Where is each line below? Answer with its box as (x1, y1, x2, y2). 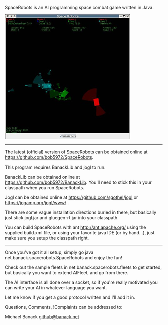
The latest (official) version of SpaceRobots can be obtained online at (5, 149, 148, 155)
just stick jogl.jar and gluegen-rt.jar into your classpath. (5, 215, 119, 220)
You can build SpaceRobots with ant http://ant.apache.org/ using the (5, 224, 146, 230)
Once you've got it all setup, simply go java (5, 249, 94, 255)
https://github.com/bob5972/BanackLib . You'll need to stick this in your (5, 179, 152, 185)
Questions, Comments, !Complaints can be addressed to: (5, 304, 123, 310)
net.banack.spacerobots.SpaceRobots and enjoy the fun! (5, 255, 122, 260)
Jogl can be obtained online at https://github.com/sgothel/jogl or (5, 194, 138, 200)
